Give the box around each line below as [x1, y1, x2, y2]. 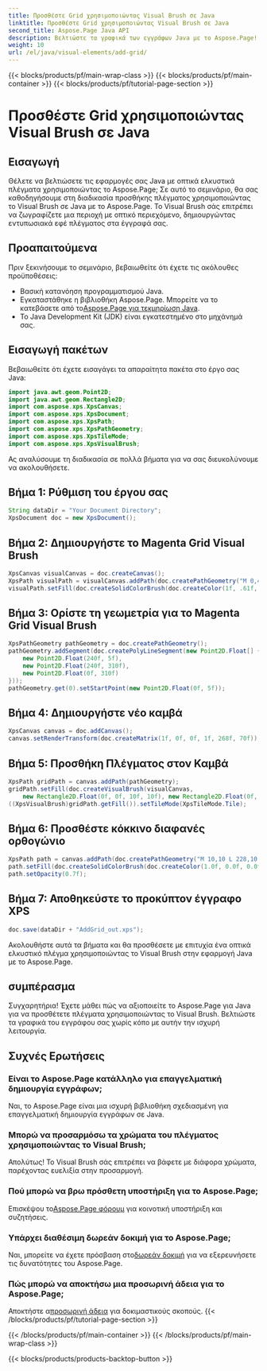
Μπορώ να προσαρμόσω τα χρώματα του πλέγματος [8, 1129, 219, 1141]
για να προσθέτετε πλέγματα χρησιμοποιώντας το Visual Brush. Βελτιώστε [8, 1009, 256, 1019]
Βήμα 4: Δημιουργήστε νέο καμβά [8, 706, 183, 719]
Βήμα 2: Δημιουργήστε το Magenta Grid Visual [8, 536, 245, 549]
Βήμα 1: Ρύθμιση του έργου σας [8, 486, 168, 499]
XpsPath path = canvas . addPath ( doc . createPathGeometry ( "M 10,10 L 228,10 [8, 855, 258, 863]
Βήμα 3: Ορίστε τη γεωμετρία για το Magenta [8, 606, 240, 620]
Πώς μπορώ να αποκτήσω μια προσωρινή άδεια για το [8, 1278, 225, 1289]
